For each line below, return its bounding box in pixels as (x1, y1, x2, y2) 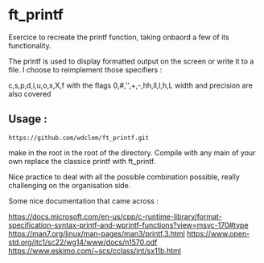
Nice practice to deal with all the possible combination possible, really (8, 171, 240, 182)
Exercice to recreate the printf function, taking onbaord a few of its (8, 32, 229, 42)
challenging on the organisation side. (8, 180, 131, 190)
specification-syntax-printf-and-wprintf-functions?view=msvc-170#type (8, 220, 249, 230)
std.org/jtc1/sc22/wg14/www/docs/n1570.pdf (8, 237, 158, 247)
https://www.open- (186, 228, 250, 238)
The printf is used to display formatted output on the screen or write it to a (8, 56, 254, 66)
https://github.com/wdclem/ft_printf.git (8, 134, 150, 142)
